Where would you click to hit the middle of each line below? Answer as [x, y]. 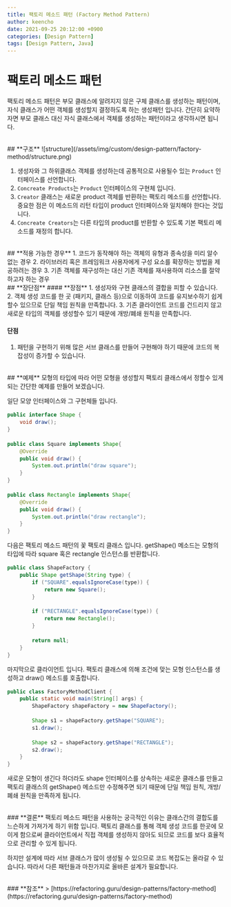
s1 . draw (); [48, 728]
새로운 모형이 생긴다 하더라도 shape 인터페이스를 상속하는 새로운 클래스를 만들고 [115, 778]
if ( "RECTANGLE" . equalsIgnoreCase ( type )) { [95, 611]
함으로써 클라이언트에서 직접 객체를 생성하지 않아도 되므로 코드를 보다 [113, 835]
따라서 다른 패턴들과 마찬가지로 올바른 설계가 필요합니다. [103, 867]
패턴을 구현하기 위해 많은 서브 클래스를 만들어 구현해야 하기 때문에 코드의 [114, 347]
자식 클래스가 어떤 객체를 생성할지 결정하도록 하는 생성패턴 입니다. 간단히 [104, 110]
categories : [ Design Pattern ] [51, 37]
